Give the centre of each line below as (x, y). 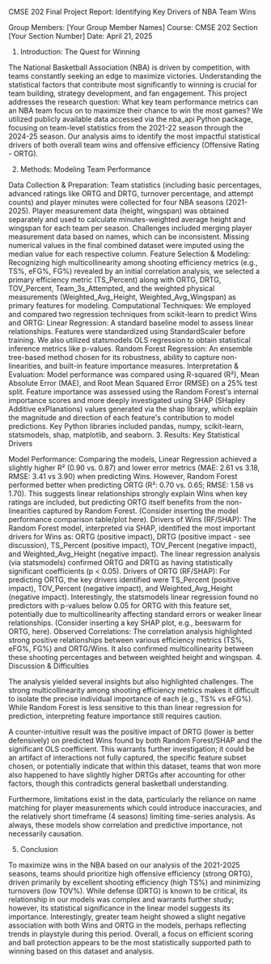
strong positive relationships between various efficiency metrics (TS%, (127, 640)
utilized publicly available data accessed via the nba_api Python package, (131, 119)
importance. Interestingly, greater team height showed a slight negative (127, 917)
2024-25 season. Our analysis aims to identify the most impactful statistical (134, 136)
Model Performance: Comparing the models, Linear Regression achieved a (133, 459)
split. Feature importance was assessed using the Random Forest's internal (133, 392)
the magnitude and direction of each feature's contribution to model (121, 418)
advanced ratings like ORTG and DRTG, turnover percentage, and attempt (131, 193)
